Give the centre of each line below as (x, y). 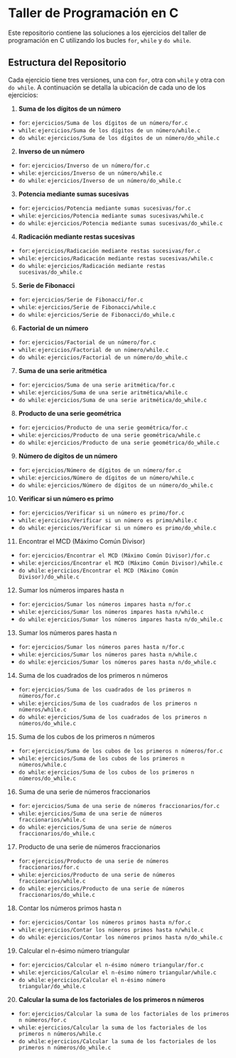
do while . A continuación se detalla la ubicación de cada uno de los (107, 87)
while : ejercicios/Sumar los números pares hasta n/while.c (108, 654)
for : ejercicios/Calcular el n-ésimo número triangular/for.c (111, 964)
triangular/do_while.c (52, 986)
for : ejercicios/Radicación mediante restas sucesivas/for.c (109, 250)
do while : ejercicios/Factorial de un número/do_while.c (103, 357)
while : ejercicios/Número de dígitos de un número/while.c (106, 477)
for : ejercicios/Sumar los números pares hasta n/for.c (101, 646)
